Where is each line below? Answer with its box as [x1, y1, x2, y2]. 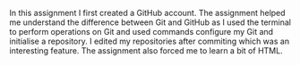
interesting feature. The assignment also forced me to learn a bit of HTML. [9, 45, 284, 56]
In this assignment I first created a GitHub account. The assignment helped [9, 8, 286, 18]
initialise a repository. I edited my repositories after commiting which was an [9, 36, 289, 46]
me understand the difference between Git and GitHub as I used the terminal [9, 17, 291, 28]
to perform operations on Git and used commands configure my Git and [9, 27, 274, 37]
